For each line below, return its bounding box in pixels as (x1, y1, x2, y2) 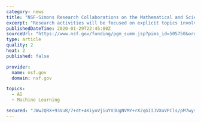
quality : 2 (6, 42, 33, 48)
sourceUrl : (6, 31, 33, 37)
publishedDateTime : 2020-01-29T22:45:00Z (6, 25, 111, 32)
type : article (6, 36, 42, 42)
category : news (6, 8, 44, 15)
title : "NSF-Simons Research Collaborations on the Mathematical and (6, 14, 184, 20)
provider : (6, 64, 31, 70)
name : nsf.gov (11, 69, 47, 75)
